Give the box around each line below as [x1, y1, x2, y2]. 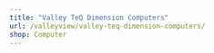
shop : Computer [9, 30, 67, 39]
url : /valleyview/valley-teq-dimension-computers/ [9, 22, 206, 31]
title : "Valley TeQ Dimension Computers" [9, 13, 169, 22]
